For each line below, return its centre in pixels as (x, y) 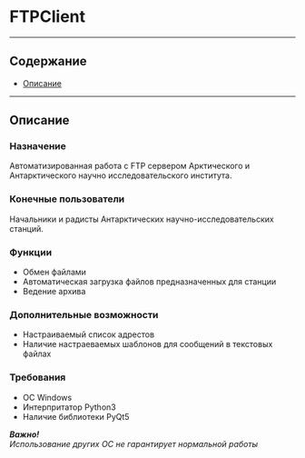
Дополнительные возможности (84, 314)
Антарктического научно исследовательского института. (121, 175)
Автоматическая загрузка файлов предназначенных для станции (149, 282)
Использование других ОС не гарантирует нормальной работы (134, 443)
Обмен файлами (54, 272)
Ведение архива (54, 292)
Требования (38, 377)
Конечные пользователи (67, 199)
